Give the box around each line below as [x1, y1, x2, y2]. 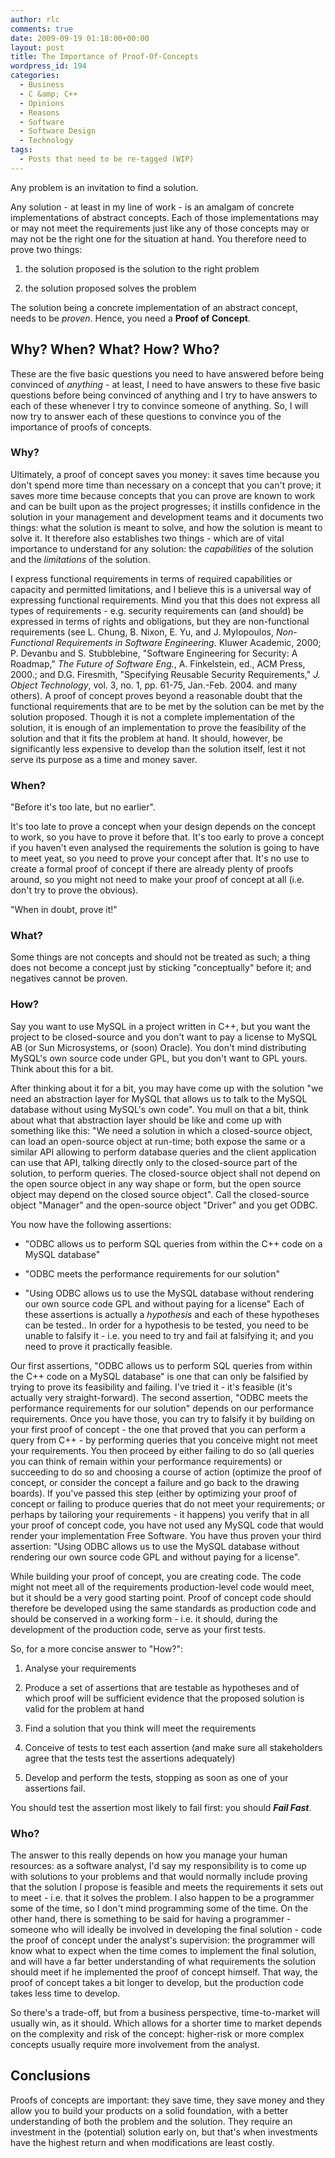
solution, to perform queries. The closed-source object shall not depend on [10, 1167, 321, 1179]
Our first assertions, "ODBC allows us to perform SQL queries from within [10, 1359, 313, 1371]
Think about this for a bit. [10, 1062, 114, 1075]
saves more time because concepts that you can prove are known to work [10, 489, 316, 501]
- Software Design [19, 126, 97, 136]
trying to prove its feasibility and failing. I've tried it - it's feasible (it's [10, 1381, 293, 1393]
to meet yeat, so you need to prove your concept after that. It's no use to [10, 852, 310, 865]
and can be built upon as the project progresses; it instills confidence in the [10, 500, 321, 512]
